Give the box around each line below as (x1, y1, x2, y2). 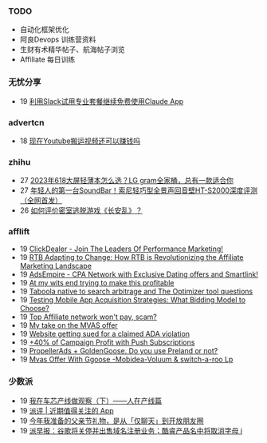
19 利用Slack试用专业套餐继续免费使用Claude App (19, 96, 184, 106)
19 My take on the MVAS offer (19, 321, 118, 330)
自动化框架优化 (19, 25, 69, 34)
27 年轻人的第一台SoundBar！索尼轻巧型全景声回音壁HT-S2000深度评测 (19, 186, 257, 195)
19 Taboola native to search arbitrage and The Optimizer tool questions (19, 286, 253, 297)
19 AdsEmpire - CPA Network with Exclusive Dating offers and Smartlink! (19, 269, 259, 279)
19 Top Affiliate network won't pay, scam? (19, 312, 157, 321)
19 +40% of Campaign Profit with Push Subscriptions (19, 337, 195, 347)
